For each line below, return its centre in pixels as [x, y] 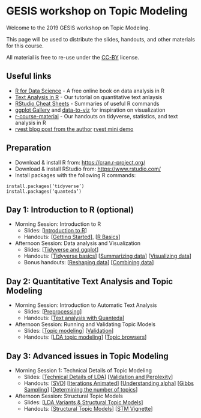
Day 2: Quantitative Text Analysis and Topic [90, 281]
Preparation [29, 148]
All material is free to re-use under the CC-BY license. [73, 57]
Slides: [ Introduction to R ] [55, 231]
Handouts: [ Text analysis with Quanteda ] [74, 318]
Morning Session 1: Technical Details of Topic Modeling [83, 370]
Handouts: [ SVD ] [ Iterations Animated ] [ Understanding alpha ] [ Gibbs [109, 383]
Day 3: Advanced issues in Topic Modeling [88, 356]
